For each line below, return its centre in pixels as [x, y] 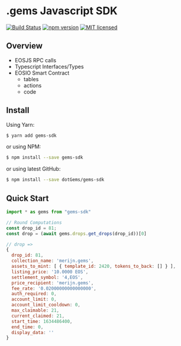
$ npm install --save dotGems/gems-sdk [55, 180]
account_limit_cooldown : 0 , [46, 305]
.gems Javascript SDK [62, 11]
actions [33, 85]
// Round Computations [34, 222]
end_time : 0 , [28, 327]
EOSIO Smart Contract [42, 73]
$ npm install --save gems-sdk [45, 158]
